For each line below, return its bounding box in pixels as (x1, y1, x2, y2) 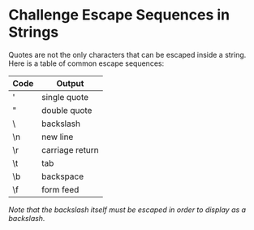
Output (56, 77, 84, 89)
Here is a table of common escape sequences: (8, 59, 165, 68)
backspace (41, 171, 84, 182)
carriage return (41, 144, 99, 155)
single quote (41, 91, 89, 102)
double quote (41, 104, 93, 115)
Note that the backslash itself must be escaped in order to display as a (8, 205, 246, 215)
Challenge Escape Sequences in (8, 6, 230, 24)
